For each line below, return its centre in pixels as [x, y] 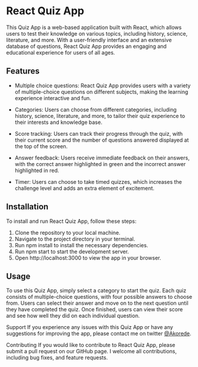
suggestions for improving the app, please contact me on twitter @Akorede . [99, 334]
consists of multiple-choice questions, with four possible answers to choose [99, 297]
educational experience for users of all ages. [61, 52]
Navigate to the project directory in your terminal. [75, 239]
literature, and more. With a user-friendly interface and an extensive [89, 40]
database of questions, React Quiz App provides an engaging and [87, 46]
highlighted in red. [37, 170]
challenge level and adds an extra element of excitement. [84, 188]
